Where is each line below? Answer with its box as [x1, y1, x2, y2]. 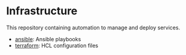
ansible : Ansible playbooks [14, 35, 81, 42]
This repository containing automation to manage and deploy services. [6, 24, 181, 31]
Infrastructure [6, 4, 78, 18]
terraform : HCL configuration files [14, 42, 99, 49]
